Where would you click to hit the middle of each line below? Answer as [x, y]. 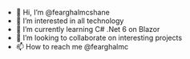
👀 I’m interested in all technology [70, 21]
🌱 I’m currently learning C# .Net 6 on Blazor [88, 29]
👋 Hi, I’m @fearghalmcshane [63, 12]
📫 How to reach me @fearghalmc [72, 47]
